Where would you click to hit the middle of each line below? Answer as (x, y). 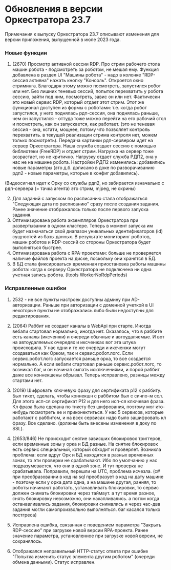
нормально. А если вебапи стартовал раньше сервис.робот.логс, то (87, 364)
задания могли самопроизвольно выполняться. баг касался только (86, 509)
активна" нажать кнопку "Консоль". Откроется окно (86, 81)
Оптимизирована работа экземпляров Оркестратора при (75, 220)
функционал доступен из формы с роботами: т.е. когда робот (79, 108)
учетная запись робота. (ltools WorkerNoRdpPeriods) (70, 275)
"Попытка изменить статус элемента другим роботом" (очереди (83, 556)
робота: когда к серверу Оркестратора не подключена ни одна (82, 270)
